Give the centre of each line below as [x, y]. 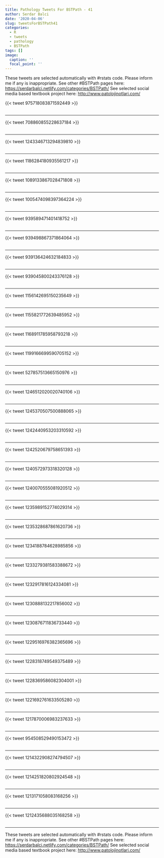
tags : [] [14, 50]
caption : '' [22, 60]
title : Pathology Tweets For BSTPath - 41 [49, 10]
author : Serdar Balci [27, 14]
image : [12, 55]
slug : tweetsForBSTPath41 [31, 23]
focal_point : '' [26, 64]
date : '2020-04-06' [25, 19]
